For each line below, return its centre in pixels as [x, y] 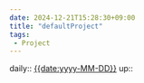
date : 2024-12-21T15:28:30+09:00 [72, 18]
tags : [19, 34]
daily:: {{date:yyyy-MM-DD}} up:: [72, 69]
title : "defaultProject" [56, 26]
